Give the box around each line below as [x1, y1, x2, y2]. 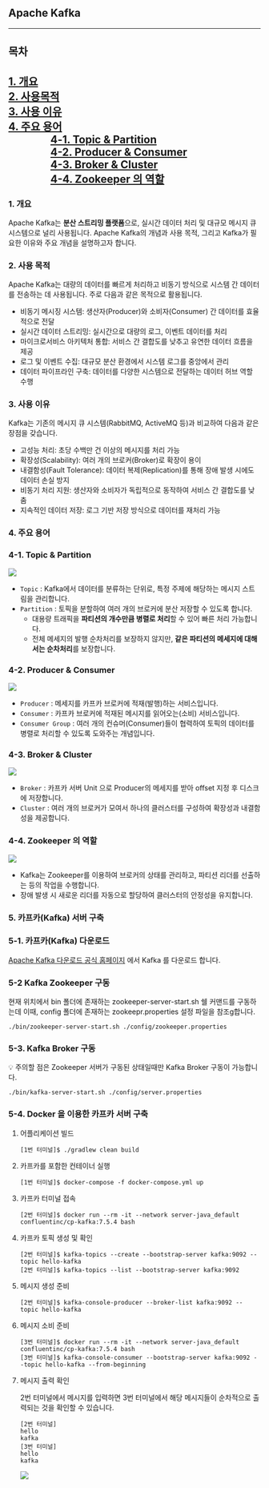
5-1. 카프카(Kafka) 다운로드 [8, 935, 110, 947]
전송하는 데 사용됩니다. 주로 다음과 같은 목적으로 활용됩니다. [16, 290, 203, 300]
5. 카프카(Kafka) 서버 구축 [8, 912, 104, 923]
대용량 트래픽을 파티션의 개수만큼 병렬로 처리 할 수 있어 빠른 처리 [31, 613, 230, 623]
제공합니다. [34, 813, 70, 823]
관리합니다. [34, 593, 70, 603]
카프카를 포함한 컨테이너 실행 [19, 1160, 110, 1170]
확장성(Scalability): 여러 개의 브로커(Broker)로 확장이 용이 [19, 456, 202, 465]
